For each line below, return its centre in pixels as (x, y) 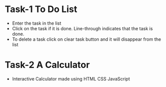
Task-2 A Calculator (47, 65)
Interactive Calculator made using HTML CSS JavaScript (71, 78)
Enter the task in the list (37, 23)
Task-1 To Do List (41, 9)
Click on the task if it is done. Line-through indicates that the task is (82, 28)
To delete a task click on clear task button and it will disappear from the (87, 39)
